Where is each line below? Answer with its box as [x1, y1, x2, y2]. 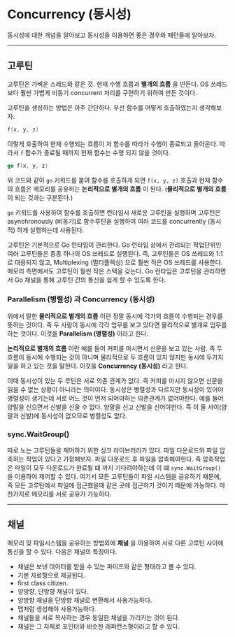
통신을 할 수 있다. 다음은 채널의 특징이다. [7, 547, 117, 556]
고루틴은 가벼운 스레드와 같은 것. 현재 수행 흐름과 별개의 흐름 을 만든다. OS [7, 80, 209, 88]
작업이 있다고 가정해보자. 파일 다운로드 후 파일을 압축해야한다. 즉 [25, 455, 201, 464]
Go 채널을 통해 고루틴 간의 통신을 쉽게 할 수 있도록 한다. [14, 275, 166, 284]
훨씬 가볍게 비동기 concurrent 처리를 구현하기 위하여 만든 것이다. [20, 88, 197, 96]
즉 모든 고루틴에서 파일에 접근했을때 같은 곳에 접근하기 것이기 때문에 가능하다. [7, 481, 218, 489]
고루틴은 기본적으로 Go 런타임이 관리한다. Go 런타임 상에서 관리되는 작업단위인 [7, 241, 222, 249]
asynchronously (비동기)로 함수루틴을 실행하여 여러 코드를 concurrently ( [7, 217, 211, 225]
